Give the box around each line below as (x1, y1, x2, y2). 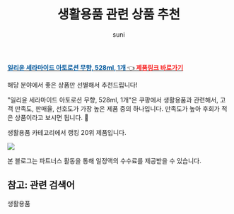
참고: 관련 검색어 (7, 179, 76, 191)
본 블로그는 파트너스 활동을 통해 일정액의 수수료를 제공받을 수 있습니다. (7, 156, 201, 165)
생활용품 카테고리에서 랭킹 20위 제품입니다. (7, 128, 127, 136)
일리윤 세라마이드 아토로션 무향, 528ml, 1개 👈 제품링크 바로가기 (7, 63, 184, 71)
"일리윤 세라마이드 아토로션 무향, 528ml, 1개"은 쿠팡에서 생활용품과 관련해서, (7, 95, 219, 104)
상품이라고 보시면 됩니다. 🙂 (14, 113, 89, 121)
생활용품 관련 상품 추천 (57, 6, 180, 23)
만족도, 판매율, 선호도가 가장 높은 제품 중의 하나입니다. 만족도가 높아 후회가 (14, 104, 221, 113)
